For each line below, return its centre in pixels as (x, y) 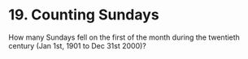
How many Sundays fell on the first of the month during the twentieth (124, 37)
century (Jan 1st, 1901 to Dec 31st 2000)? (77, 45)
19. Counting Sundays (84, 15)
